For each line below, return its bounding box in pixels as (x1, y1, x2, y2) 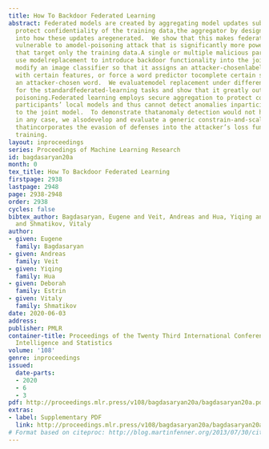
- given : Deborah (8, 279, 66, 288)
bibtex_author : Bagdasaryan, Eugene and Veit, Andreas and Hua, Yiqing (8, 213, 252, 221)
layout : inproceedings (8, 138, 84, 146)
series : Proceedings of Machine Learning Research (8, 146, 181, 154)
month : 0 (8, 161, 38, 169)
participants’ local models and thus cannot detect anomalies (15, 101, 227, 109)
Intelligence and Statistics (15, 339, 113, 347)
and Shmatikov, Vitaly (15, 220, 91, 228)
